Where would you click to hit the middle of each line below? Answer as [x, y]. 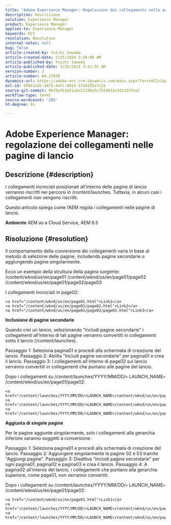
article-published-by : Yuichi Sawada [45, 62]
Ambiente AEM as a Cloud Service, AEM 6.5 [52, 223]
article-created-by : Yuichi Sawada [43, 52]
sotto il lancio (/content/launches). [41, 340]
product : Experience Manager [36, 24]
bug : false [17, 48]
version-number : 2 [25, 72]
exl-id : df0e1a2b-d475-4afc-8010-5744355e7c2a [55, 85]
